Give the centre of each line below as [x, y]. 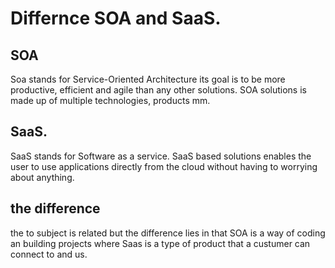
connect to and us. [49, 254]
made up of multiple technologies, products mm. [110, 100]
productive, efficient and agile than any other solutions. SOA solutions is [158, 90]
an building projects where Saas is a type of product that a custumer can [160, 243]
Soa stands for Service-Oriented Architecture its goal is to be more [148, 79]
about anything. [42, 177]
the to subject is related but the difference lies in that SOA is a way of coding [168, 233]
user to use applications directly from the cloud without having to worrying [164, 166]
